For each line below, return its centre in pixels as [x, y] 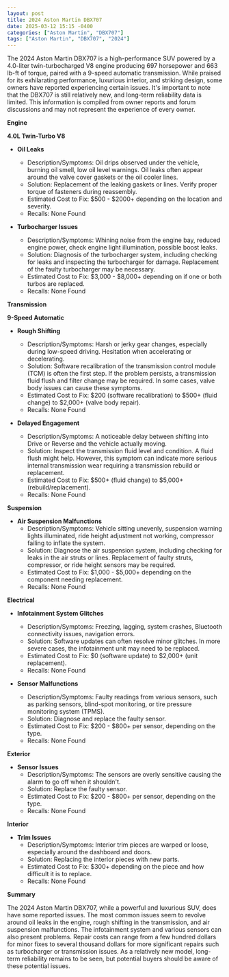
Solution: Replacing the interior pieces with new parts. [103, 859]
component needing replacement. [75, 579]
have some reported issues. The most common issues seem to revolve [107, 915]
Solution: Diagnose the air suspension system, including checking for [124, 551]
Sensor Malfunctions [48, 684]
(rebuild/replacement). [59, 487]
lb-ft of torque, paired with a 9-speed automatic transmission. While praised [114, 73]
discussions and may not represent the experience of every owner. [102, 110]
